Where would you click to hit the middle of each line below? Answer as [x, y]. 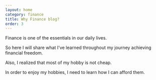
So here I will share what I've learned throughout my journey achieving [79, 47]
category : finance [24, 14]
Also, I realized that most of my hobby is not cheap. [59, 62]
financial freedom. [24, 53]
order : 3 [14, 24]
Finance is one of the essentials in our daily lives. [56, 38]
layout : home [19, 10]
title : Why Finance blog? [32, 19]
